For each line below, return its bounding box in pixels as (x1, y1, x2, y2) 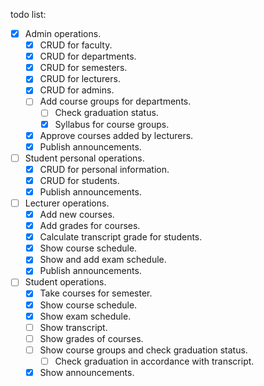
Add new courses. (39, 209, 115, 220)
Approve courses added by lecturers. (39, 129, 194, 141)
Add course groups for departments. (39, 95, 192, 108)
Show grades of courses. (39, 332, 144, 344)
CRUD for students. (39, 174, 120, 186)
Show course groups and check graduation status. (39, 344, 248, 356)
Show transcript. (39, 321, 108, 333)
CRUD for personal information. (39, 163, 170, 175)
